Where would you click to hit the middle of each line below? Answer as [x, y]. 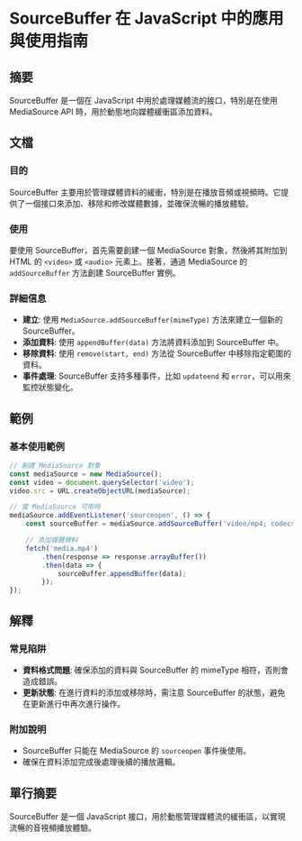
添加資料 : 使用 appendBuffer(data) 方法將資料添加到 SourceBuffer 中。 [153, 343]
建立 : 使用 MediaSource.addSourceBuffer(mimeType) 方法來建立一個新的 [152, 320]
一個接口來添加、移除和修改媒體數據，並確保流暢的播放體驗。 [139, 203]
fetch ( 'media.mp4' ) [62, 548]
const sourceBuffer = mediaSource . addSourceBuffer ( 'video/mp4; [147, 524]
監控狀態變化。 [50, 388]
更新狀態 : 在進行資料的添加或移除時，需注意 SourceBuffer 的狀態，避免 [154, 692]
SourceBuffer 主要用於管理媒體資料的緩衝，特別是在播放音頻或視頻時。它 [145, 192]
